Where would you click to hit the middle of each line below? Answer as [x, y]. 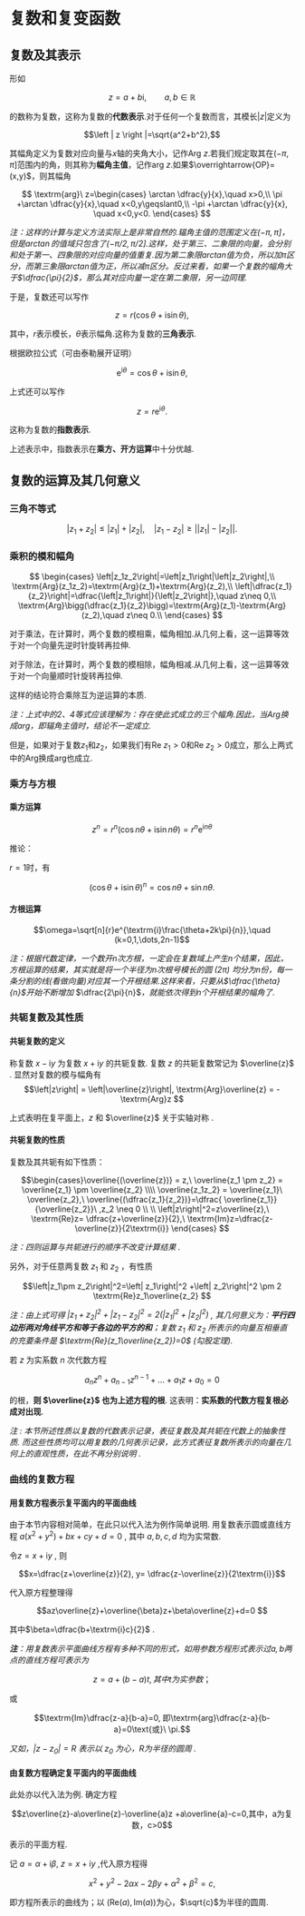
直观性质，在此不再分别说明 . [87, 1454]
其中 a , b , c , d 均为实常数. [175, 1537]
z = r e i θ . [152, 410]
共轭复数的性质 [37, 1140]
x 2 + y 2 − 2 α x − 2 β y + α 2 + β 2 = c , [152, 1882]
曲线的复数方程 [42, 1479]
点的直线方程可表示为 [49, 1660]
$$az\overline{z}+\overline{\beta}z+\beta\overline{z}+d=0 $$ [152, 1611]
